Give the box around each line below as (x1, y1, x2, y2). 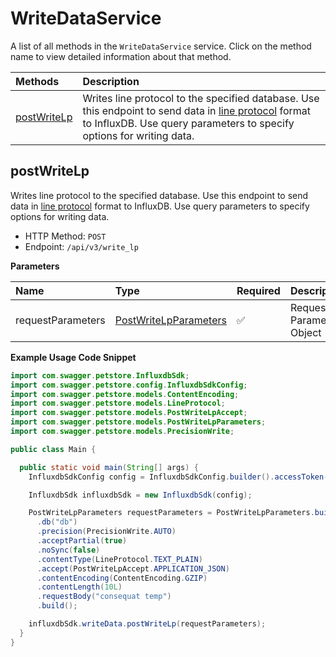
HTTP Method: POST (24, 230, 107, 242)
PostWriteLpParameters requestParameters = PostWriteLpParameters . (28, 508, 315, 518)
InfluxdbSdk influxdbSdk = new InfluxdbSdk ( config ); (28, 490, 253, 500)
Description (82, 74, 140, 88)
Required (236, 283, 281, 297)
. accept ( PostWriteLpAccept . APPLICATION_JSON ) (36, 563, 230, 574)
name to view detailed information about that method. (10, 50, 232, 62)
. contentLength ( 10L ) (36, 582, 123, 592)
